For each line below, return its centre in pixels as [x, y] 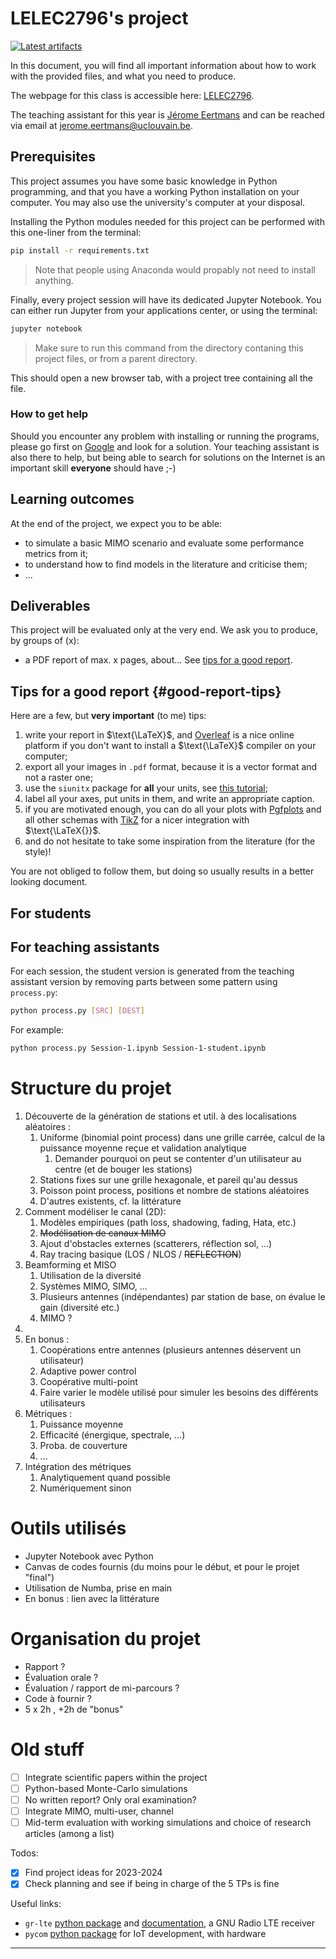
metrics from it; [56, 553]
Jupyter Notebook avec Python [89, 1556]
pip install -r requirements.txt [80, 250]
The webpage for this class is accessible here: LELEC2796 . [132, 95]
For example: [37, 1030]
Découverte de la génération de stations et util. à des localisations [160, 1116]
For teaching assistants [85, 947]
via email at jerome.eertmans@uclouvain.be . [102, 125]
